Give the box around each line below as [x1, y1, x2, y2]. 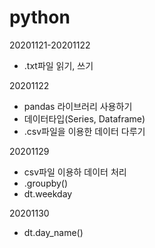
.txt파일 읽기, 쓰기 [23, 59, 94, 71]
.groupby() [23, 177, 69, 189]
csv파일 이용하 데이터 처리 [23, 166, 127, 178]
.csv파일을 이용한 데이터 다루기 [23, 125, 146, 137]
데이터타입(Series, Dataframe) [23, 112, 146, 125]
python [9, 6, 71, 29]
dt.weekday [23, 187, 73, 200]
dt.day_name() [23, 226, 84, 238]
